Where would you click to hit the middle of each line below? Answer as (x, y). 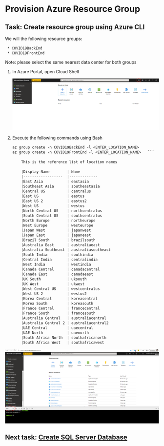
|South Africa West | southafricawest (63, 343)
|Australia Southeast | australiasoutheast (66, 250)
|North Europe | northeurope (58, 221)
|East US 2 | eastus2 (54, 201)
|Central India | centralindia (59, 260)
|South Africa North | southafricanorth (64, 338)
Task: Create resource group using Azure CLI (75, 27)
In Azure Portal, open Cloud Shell (45, 71)
